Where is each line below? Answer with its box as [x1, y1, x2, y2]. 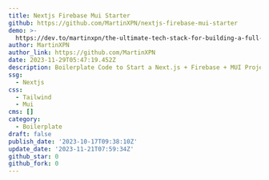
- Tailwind [15, 93, 52, 101]
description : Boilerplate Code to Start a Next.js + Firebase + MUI [8, 64, 242, 72]
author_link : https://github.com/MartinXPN [8, 49, 156, 57]
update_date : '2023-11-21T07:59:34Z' [8, 145, 134, 153]
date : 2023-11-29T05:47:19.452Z [8, 57, 116, 65]
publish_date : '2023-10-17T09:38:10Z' [8, 137, 138, 146]
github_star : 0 [8, 152, 59, 160]
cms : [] [8, 108, 34, 116]
